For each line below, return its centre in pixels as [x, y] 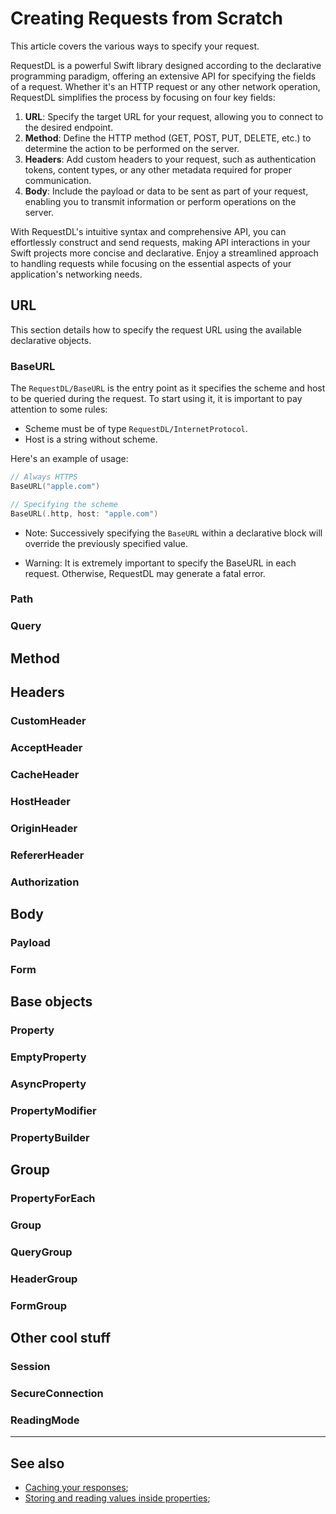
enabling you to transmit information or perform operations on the [160, 201]
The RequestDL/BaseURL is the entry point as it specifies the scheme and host [168, 388]
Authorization [45, 882]
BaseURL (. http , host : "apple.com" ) [84, 513]
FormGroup [38, 1305]
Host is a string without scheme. [91, 439]
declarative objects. [51, 340]
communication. [58, 180]
